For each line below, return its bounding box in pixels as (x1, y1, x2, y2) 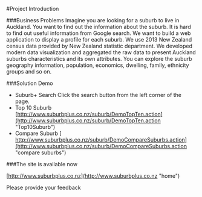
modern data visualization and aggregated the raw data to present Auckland (6, 49, 197, 56)
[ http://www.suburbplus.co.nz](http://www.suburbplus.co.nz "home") (6, 172, 180, 180)
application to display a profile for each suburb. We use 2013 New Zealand (6, 36, 192, 43)
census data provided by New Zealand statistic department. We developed (6, 42, 192, 49)
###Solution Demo (6, 80, 53, 87)
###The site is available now (6, 161, 77, 167)
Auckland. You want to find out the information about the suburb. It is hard (6, 23, 192, 30)
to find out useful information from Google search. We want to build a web (6, 30, 191, 37)
